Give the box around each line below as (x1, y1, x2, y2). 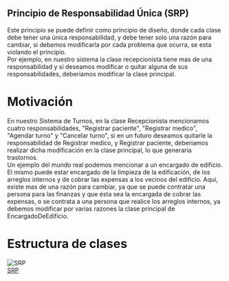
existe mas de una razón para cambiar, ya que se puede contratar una (7, 183, 206, 191)
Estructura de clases (7, 236, 128, 251)
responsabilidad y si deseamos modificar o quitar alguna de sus (7, 62, 188, 70)
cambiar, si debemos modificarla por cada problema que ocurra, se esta (7, 40, 212, 49)
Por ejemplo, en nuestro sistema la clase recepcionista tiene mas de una (7, 55, 212, 63)
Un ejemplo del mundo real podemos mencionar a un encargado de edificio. (7, 160, 223, 169)
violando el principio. (7, 48, 67, 56)
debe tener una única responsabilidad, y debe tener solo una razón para (7, 33, 212, 41)
